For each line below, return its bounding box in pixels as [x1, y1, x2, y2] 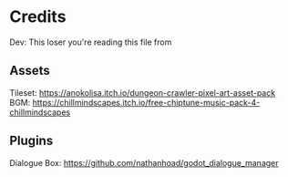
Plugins [9, 133, 54, 149]
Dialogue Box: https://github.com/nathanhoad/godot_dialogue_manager [9, 157, 280, 168]
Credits [9, 6, 67, 27]
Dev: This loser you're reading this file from [9, 36, 172, 47]
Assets [9, 63, 50, 78]
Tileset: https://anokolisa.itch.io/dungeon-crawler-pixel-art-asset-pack [9, 87, 276, 98]
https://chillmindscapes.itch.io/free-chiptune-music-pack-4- [32, 97, 261, 108]
